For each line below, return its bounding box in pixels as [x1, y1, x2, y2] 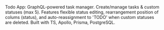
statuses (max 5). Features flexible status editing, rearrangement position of [5, 9, 159, 15]
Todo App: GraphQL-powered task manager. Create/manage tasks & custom [5, 4, 160, 10]
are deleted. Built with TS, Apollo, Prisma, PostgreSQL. [5, 19, 115, 25]
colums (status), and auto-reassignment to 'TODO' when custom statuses [5, 15, 155, 20]
